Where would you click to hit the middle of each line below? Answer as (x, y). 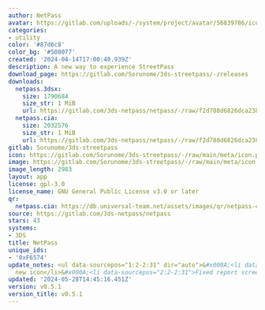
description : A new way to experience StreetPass (91, 67)
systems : (22, 228)
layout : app (28, 177)
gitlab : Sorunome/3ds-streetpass (63, 148)
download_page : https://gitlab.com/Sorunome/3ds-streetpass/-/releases (128, 74)
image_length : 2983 (40, 170)
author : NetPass (35, 15)
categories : (28, 30)
